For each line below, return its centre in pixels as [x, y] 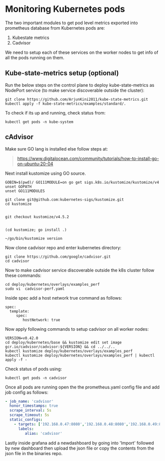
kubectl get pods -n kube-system [39, 122]
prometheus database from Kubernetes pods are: [55, 28]
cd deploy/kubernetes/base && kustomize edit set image [63, 342]
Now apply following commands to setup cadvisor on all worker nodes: [77, 329]
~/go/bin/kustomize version [34, 238]
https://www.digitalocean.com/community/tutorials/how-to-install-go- [88, 158]
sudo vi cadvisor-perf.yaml [35, 289]
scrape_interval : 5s [30, 411]
